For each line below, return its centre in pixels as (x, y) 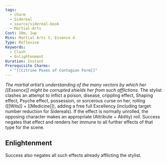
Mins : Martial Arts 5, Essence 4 (40, 38)
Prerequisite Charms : (28, 66)
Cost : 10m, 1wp (21, 33)
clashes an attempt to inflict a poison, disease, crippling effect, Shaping (79, 95)
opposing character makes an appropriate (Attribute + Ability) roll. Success (83, 117)
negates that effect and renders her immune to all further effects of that (79, 122)
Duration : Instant (24, 61)
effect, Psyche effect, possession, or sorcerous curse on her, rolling (75, 101)
